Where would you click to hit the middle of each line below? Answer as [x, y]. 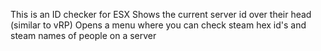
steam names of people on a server [83, 35]
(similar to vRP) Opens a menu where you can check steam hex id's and [158, 25]
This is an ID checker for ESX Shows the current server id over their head [161, 14]
